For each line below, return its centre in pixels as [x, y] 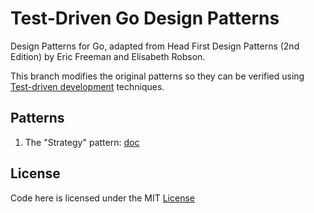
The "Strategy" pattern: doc [82, 142]
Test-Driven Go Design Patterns [145, 18]
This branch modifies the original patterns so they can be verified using [157, 76]
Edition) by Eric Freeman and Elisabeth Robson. [108, 56]
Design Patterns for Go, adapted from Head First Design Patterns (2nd [155, 46]
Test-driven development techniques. [87, 86]
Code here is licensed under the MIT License [102, 198]
